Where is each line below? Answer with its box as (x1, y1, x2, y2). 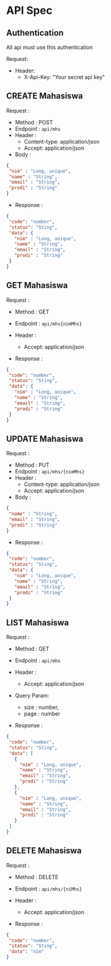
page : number (23, 710, 61, 717)
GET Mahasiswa (6, 280, 68, 290)
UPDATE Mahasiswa (6, 433, 84, 444)
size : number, (23, 704, 59, 711)
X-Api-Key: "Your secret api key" (23, 74, 105, 80)
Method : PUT (14, 461, 50, 469)
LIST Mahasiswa (6, 617, 69, 628)
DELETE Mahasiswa (6, 846, 82, 856)
